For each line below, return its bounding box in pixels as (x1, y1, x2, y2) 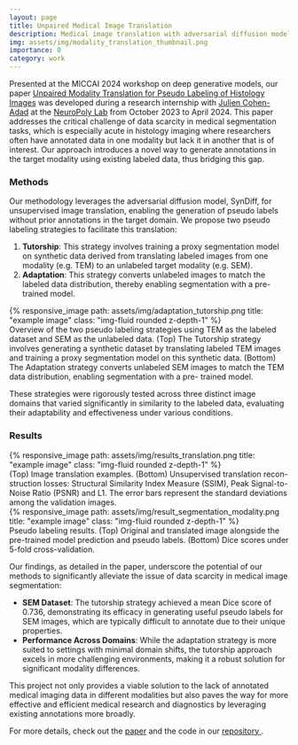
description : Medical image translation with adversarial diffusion (9, 29, 268, 38)
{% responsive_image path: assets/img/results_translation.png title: (9, 449, 255, 461)
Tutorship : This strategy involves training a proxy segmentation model (21, 241, 279, 252)
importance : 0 (9, 46, 62, 55)
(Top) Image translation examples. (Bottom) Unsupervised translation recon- (9, 469, 288, 479)
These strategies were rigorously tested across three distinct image (9, 389, 256, 400)
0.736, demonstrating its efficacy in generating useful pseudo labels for (21, 606, 284, 617)
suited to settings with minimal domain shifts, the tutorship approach (21, 644, 272, 655)
